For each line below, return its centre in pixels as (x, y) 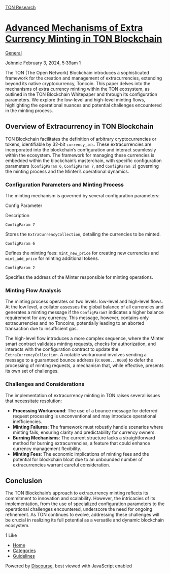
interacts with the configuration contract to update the (62, 349)
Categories (24, 551)
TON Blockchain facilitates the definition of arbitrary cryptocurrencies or (81, 139)
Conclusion (24, 481)
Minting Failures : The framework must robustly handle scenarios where (88, 427)
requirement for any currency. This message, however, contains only (77, 318)
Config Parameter (24, 205)
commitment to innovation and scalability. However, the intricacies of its (80, 499)
